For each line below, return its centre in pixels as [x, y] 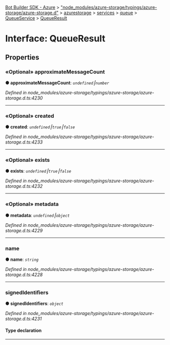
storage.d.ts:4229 [24, 230]
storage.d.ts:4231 [24, 319]
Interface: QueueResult [55, 39]
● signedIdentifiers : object [34, 303]
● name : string [22, 260]
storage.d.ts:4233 [24, 142]
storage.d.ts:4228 [24, 275]
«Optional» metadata [32, 204]
